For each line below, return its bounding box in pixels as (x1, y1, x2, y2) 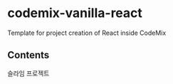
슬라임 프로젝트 (7, 69, 50, 78)
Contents (7, 49, 50, 61)
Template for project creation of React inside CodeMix (7, 28, 167, 37)
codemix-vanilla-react (7, 5, 142, 21)
